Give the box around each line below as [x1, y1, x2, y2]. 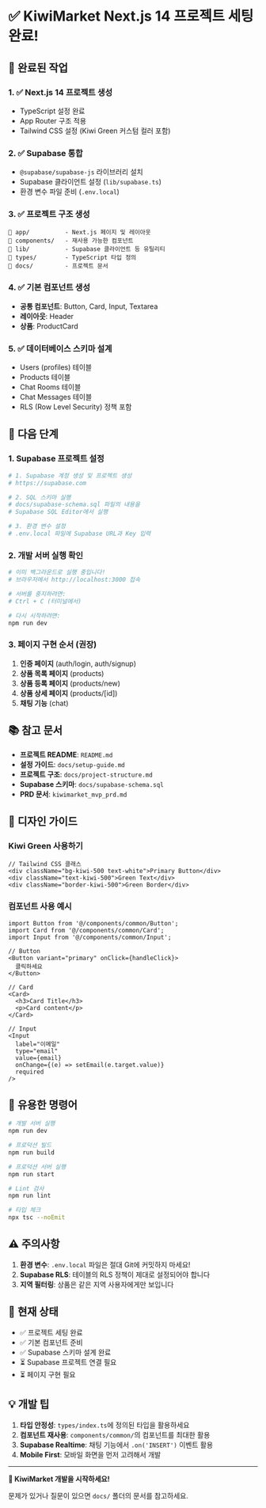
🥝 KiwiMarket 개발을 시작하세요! [8, 1474, 110, 1483]
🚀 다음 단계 [8, 427, 59, 441]
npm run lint [8, 1192, 51, 1200]
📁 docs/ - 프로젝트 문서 [8, 262, 108, 270]
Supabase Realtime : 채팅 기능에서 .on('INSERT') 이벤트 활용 [19, 1440, 214, 1449]
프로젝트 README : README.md [19, 750, 113, 759]
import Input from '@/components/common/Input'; [8, 933, 172, 941]
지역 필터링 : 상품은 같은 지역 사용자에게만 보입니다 [19, 1279, 174, 1289]
